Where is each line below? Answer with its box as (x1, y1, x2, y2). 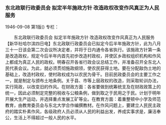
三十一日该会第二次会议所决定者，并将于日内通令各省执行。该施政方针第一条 (5, 47, 161, 53)
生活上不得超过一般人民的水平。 (13, 115, 79, 121)
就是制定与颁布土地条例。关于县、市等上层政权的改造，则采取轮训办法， (13, 78, 161, 83)
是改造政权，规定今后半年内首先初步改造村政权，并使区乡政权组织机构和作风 (5, 53, 161, 59)
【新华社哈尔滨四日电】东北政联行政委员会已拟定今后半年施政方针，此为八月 (5, 41, 161, 46)
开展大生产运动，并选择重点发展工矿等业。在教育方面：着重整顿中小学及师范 (5, 96, 161, 102)
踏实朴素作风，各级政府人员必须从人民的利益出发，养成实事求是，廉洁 (13, 109, 157, 115)
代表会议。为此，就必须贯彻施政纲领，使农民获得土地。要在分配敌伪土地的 (9, 65, 161, 71)
